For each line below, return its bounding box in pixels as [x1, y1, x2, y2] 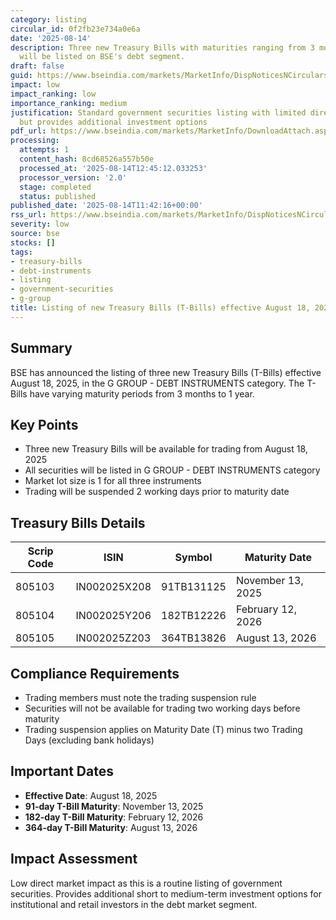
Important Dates [10, 763, 114, 780]
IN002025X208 [75, 580, 152, 594]
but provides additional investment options [19, 117, 208, 127]
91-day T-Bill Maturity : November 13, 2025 [24, 800, 204, 812]
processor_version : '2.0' [19, 172, 128, 183]
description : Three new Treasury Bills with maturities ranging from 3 [10, 42, 315, 53]
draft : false [10, 61, 65, 71]
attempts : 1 [19, 145, 70, 155]
